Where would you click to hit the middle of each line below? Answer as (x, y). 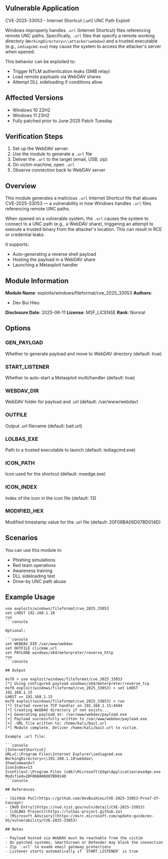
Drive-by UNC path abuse (39, 581)
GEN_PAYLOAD (24, 342)
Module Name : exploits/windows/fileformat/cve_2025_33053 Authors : (79, 293)
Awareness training (32, 570)
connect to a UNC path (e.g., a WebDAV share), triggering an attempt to (79, 224)
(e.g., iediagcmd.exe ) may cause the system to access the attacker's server (83, 46)
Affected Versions (34, 98)
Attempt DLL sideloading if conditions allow (57, 82)
